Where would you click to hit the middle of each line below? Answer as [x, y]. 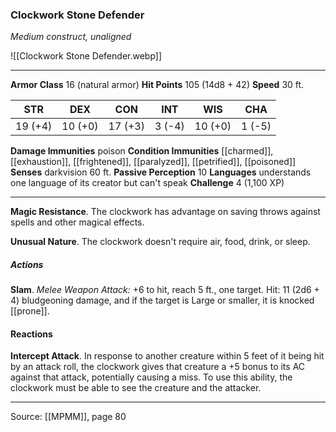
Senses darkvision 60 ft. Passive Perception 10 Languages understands [161, 172]
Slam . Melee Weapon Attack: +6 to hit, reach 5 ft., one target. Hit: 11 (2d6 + [165, 290]
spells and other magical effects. [77, 222]
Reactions [31, 334]
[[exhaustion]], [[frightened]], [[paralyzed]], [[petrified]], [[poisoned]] [153, 162]
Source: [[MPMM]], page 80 [68, 417]
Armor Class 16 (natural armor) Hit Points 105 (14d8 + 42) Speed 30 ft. [157, 85]
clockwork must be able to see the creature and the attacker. [136, 388]
